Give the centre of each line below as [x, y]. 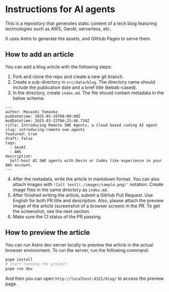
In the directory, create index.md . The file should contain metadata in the [88, 93]
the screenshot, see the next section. [51, 211]
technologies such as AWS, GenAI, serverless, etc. [58, 28]
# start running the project [36, 264]
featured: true [21, 134]
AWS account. [19, 165]
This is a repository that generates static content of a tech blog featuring [81, 23]
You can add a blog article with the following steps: [59, 66]
